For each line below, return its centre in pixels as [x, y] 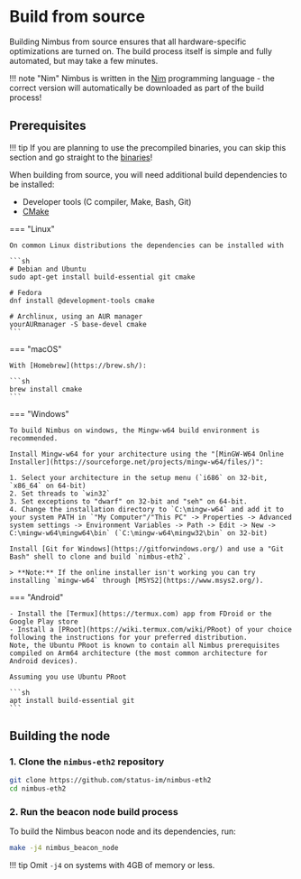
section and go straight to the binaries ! [81, 157]
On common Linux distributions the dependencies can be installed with [146, 245]
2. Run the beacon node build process [94, 812]
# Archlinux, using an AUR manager [76, 316]
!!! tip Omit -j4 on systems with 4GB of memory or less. [112, 865]
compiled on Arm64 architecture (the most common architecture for [139, 653]
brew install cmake [46, 389]
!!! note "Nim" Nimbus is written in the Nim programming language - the [142, 78]
